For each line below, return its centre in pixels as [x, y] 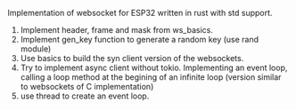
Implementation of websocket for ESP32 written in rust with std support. [140, 13]
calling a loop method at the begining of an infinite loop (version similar [151, 77]
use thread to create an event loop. [85, 96]
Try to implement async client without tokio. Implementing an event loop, [154, 67]
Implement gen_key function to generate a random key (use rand [140, 39]
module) [36, 49]
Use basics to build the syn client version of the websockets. [132, 58]
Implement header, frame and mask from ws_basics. [117, 30]
